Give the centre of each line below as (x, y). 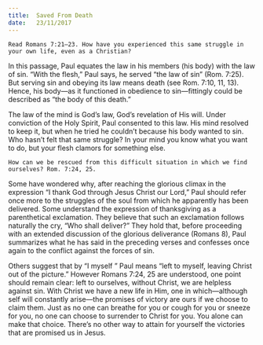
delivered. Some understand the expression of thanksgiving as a (112, 208)
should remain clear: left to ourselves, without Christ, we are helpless (120, 282)
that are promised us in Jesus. (57, 332)
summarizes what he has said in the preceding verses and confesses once (129, 242)
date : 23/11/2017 (40, 23)
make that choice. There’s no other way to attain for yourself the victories (127, 324)
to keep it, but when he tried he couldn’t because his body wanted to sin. (126, 131)
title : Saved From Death (50, 15)
